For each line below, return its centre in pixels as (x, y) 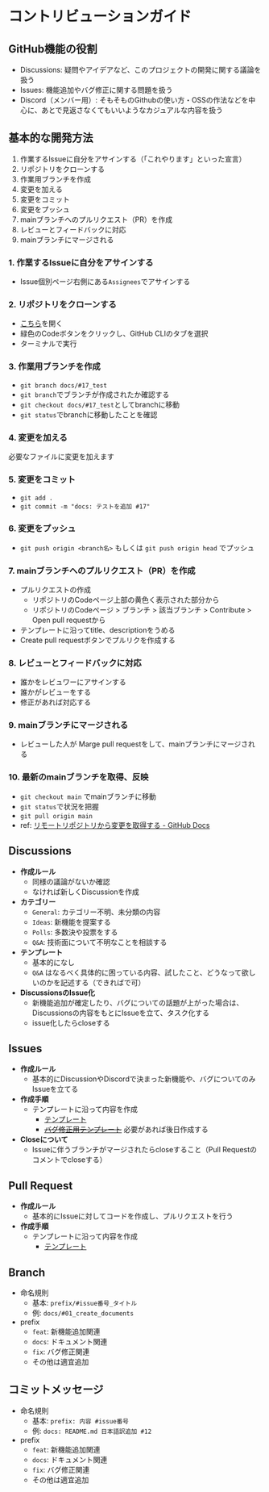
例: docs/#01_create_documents (83, 1313)
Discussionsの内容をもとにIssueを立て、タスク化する (120, 1013)
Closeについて (44, 1139)
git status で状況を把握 (59, 806)
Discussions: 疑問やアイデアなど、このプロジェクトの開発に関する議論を (141, 70)
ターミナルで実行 (48, 344)
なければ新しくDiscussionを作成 (85, 892)
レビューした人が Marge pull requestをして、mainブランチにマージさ (134, 744)
